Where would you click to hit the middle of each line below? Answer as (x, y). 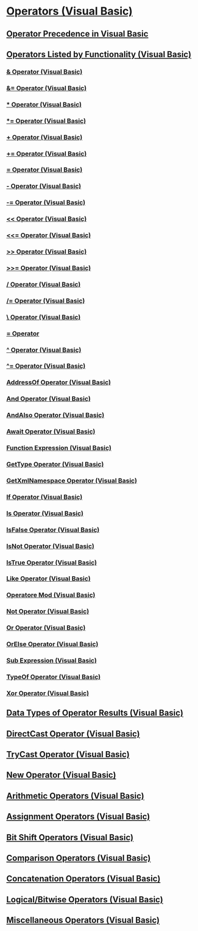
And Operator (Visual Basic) (49, 399)
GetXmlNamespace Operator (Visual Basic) (72, 480)
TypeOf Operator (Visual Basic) (54, 677)
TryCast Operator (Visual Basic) (68, 754)
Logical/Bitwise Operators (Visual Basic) (85, 900)
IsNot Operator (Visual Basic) (50, 546)
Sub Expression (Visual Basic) (52, 661)
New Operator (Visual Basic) (61, 775)
